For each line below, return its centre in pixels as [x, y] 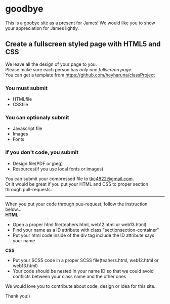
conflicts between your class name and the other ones [69, 276]
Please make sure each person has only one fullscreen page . [69, 69]
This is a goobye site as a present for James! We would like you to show [80, 23]
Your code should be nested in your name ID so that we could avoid [83, 271]
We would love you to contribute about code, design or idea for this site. [80, 286]
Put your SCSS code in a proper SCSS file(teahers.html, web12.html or [86, 260]
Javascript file [27, 128]
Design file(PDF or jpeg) [38, 163]
